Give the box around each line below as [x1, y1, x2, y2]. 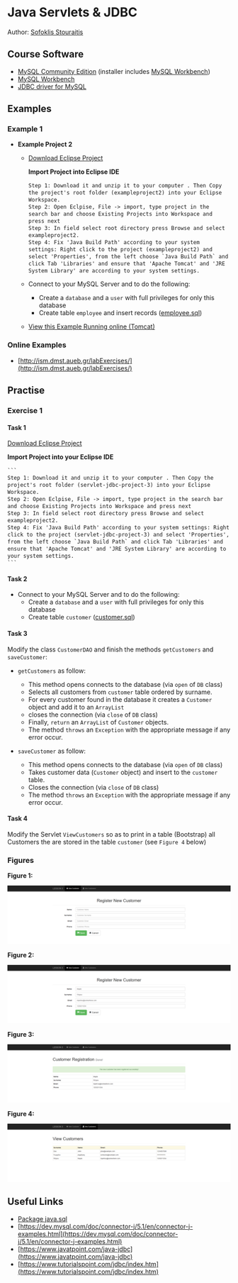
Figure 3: [7, 1030, 35, 1038]
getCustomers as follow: [17, 666, 86, 675]
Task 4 [7, 814, 28, 823]
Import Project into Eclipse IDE [28, 167, 120, 176]
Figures [7, 855, 34, 865]
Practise [7, 385, 45, 397]
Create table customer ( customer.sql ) [28, 613, 136, 622]
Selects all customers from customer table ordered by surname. [28, 688, 212, 696]
